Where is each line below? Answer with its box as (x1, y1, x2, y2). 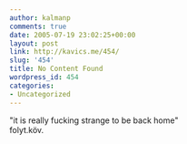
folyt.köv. (9, 124, 44, 135)
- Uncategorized (9, 89, 71, 98)
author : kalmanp (9, 13, 71, 23)
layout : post (9, 38, 59, 48)
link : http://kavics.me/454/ (9, 47, 120, 57)
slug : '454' (9, 56, 54, 65)
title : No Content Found (9, 65, 103, 74)
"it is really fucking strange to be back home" (9, 115, 179, 126)
